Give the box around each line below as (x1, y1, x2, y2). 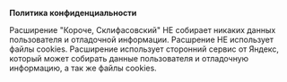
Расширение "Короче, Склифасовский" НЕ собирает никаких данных (9, 25, 276, 35)
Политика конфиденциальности (9, 8, 137, 18)
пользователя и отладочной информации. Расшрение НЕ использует (9, 35, 274, 45)
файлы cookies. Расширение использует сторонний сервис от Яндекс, (9, 44, 280, 54)
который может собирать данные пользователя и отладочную (9, 53, 249, 63)
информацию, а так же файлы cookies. (9, 62, 157, 73)
